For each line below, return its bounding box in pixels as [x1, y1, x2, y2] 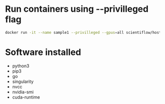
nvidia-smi [12, 89, 34, 95]
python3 [12, 63, 29, 69]
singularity [12, 78, 34, 84]
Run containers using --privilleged [5, 3, 149, 15]
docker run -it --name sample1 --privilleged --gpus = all [5, 30, 124, 35]
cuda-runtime [12, 94, 40, 100]
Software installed [5, 47, 82, 57]
